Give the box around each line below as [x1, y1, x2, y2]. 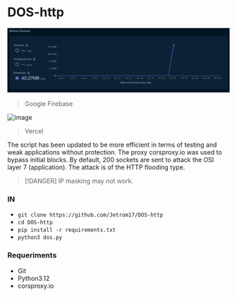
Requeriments [7, 250, 57, 260]
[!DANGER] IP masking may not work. [24, 177, 134, 186]
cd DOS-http [17, 219, 53, 226]
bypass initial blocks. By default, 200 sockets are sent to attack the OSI [7, 156, 214, 164]
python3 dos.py [17, 234, 63, 241]
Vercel [24, 127, 44, 135]
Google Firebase [24, 99, 73, 108]
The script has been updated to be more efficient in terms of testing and [7, 140, 217, 149]
